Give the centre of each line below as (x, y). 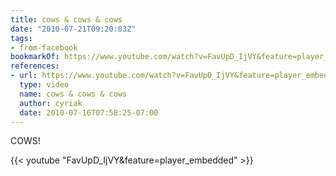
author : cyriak (51, 103)
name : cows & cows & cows (73, 94)
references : (35, 66)
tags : (21, 38)
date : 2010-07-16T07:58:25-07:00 (89, 112)
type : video (44, 85)
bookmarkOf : (35, 57)
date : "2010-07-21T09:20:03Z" (73, 29)
